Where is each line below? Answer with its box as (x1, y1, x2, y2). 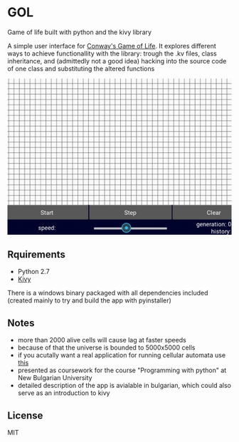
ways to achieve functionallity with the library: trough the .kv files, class (7, 49, 217, 58)
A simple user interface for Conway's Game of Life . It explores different (7, 41, 217, 50)
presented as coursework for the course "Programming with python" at (17, 366, 227, 374)
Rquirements (7, 248, 66, 261)
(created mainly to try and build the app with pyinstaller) (7, 296, 172, 305)
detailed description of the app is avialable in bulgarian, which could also (17, 382, 231, 390)
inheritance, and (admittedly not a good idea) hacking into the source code (7, 56, 227, 65)
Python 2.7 (17, 268, 50, 276)
